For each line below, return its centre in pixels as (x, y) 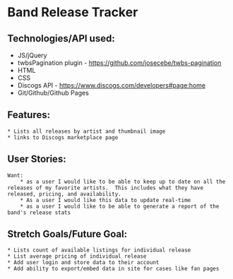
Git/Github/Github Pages (53, 93)
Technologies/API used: (61, 38)
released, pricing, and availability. (64, 194)
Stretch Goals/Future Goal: (67, 234)
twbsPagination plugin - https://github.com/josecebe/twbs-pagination (119, 63)
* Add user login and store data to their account (83, 263)
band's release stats (39, 213)
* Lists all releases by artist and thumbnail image (86, 131)
